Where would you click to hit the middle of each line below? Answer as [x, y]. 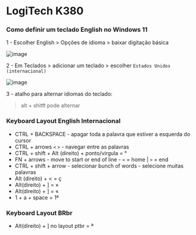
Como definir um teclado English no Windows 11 [77, 30]
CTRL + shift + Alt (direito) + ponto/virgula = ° [71, 153]
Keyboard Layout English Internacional [63, 121]
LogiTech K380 [45, 11]
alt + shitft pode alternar [50, 106]
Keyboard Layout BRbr [39, 213]
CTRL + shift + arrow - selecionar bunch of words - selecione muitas [99, 166]
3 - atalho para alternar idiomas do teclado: [59, 94]
